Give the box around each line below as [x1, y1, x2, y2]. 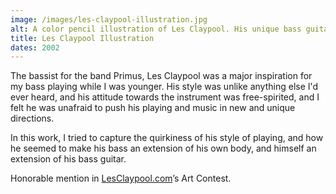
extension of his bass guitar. [10, 153, 127, 165]
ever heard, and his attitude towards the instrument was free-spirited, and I [10, 91, 320, 103]
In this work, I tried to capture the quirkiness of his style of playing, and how [10, 132, 324, 144]
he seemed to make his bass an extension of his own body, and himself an [10, 142, 317, 155]
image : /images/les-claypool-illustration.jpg [10, 14, 208, 25]
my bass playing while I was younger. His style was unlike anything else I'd [10, 81, 319, 93]
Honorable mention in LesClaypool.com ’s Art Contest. [10, 172, 232, 185]
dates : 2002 [10, 42, 60, 53]
